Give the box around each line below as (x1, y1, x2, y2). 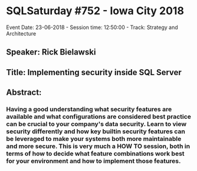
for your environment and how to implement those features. (6, 157, 181, 165)
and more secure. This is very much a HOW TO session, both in (6, 142, 191, 150)
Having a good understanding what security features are (6, 105, 172, 114)
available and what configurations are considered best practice (6, 112, 192, 121)
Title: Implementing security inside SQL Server (6, 67, 182, 78)
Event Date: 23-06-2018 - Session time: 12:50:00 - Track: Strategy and (6, 24, 178, 31)
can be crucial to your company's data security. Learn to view (6, 120, 187, 128)
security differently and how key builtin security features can (6, 127, 186, 135)
